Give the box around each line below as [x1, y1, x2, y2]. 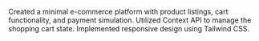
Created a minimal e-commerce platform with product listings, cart [8, 7, 229, 16]
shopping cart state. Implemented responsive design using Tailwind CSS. [8, 24, 250, 33]
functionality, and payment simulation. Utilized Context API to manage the [8, 15, 252, 25]
